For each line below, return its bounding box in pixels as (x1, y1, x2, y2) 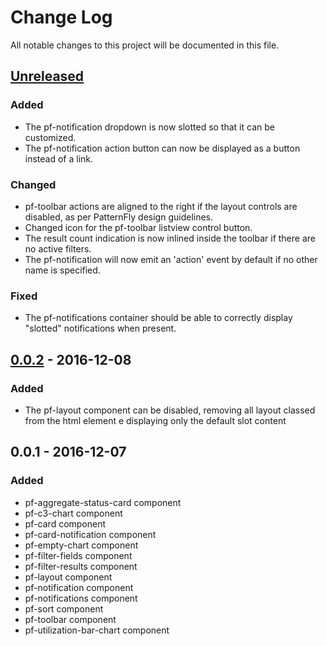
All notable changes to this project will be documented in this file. (10, 39, 280, 51)
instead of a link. (24, 152, 94, 165)
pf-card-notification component (24, 528, 157, 540)
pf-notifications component (24, 592, 138, 604)
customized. (24, 131, 77, 143)
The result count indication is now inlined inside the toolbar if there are (24, 232, 316, 244)
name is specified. (24, 264, 101, 276)
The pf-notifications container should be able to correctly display (24, 312, 293, 324)
